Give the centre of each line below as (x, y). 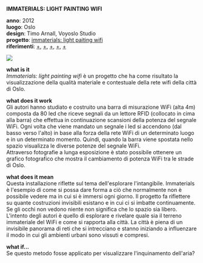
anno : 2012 (20, 20)
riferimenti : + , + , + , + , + (36, 46)
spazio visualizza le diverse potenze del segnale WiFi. (74, 146)
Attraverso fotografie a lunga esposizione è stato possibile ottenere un (94, 152)
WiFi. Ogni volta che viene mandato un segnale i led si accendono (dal (94, 126)
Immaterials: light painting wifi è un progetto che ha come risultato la (92, 76)
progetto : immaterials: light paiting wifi (55, 40)
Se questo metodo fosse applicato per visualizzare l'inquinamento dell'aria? (101, 253)
